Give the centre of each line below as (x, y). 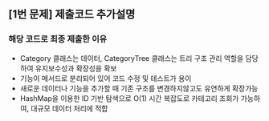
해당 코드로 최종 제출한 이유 (58, 39)
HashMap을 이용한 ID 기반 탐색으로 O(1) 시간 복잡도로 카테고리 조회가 (129, 98)
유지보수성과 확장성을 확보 (76, 68)
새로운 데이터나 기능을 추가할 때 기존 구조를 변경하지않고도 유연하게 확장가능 (139, 88)
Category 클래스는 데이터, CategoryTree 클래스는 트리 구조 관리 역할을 (132, 58)
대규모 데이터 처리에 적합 (69, 108)
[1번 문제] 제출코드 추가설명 (72, 14)
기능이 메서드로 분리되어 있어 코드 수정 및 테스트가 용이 (106, 78)
